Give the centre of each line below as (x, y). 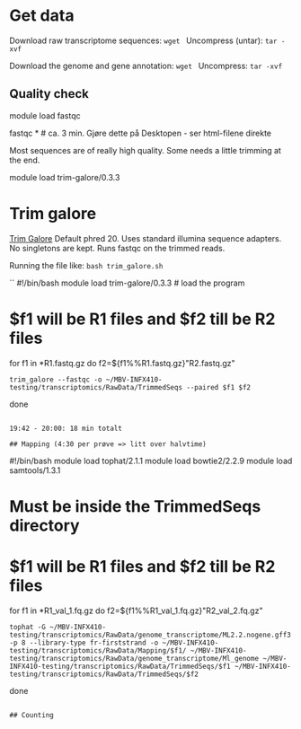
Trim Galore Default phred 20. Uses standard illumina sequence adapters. (146, 238)
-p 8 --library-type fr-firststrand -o (84, 643)
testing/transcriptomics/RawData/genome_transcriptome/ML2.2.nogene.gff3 (150, 635)
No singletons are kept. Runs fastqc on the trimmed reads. (117, 248)
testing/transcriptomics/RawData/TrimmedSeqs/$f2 (104, 674)
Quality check (49, 94)
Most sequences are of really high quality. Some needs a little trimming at (145, 150)
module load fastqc (45, 115)
